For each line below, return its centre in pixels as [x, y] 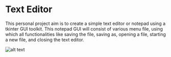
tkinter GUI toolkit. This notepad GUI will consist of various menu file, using [84, 28]
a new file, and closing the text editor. [45, 40]
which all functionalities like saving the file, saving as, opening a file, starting [86, 34]
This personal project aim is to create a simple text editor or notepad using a [86, 23]
